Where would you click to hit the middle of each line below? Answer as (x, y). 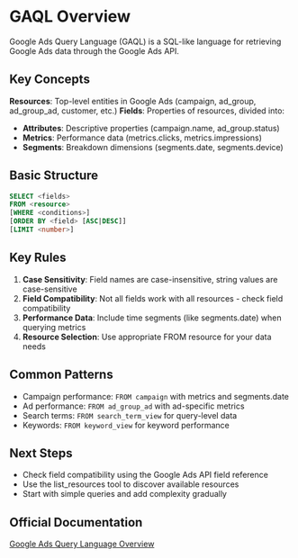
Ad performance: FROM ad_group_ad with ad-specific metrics (133, 406)
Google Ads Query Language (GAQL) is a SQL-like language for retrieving (145, 41)
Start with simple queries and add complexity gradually (125, 494)
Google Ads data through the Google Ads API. (95, 50)
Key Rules (38, 258)
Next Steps (41, 453)
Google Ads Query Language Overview (82, 544)
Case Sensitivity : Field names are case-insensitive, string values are (150, 279)
